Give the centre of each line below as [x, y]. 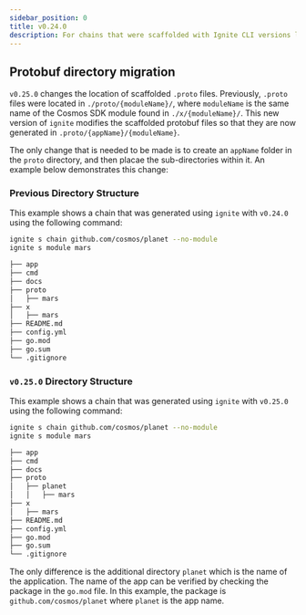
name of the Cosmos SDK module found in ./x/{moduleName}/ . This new [144, 113]
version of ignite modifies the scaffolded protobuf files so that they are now [153, 123]
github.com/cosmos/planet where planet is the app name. [117, 601]
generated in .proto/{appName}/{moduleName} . [95, 132]
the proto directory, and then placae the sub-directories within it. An [138, 160]
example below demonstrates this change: [89, 170]
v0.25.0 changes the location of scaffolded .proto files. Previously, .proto [149, 94]
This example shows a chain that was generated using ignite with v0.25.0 [149, 401]
